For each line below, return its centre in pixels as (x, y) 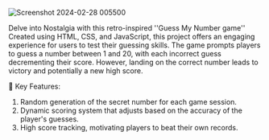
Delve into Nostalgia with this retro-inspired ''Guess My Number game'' (127, 28)
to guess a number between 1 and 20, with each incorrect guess (115, 54)
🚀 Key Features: (35, 86)
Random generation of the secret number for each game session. (128, 102)
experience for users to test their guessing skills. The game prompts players (134, 45)
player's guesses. (49, 119)
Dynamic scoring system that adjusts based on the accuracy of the (131, 110)
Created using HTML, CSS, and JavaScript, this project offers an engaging (132, 37)
